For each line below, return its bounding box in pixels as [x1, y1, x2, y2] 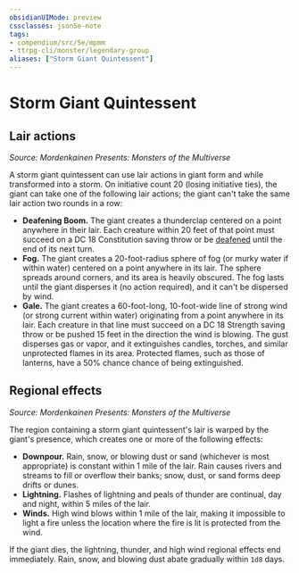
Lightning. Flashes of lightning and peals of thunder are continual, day [21, 488, 283, 500]
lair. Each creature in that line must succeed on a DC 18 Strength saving [21, 320, 286, 330]
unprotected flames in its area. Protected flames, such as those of [21, 348, 265, 358]
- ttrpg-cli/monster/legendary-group [9, 46, 150, 55]
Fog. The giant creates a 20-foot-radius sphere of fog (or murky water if [21, 253, 288, 263]
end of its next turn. [21, 244, 96, 254]
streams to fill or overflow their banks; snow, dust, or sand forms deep [21, 469, 281, 480]
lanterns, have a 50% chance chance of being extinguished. [21, 358, 244, 368]
